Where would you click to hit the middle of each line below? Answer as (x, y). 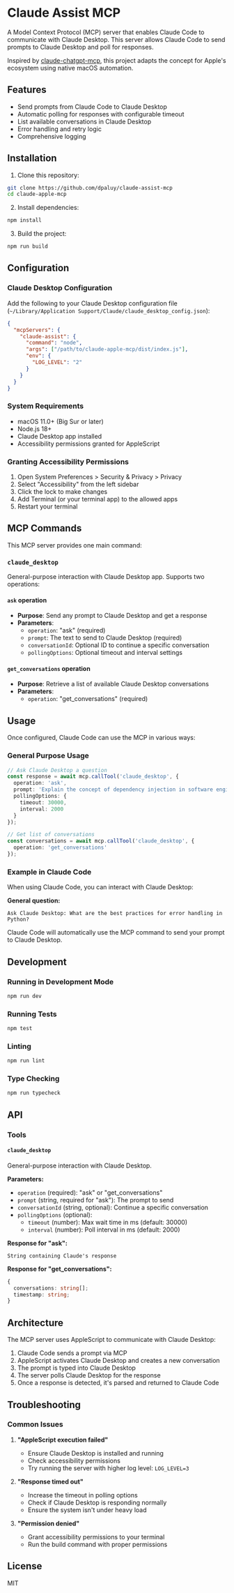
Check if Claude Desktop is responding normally (97, 1502)
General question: (34, 900)
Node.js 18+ (34, 429)
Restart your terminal (47, 506)
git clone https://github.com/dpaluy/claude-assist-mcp (90, 188)
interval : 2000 (42, 809)
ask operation (27, 600)
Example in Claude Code (49, 872)
